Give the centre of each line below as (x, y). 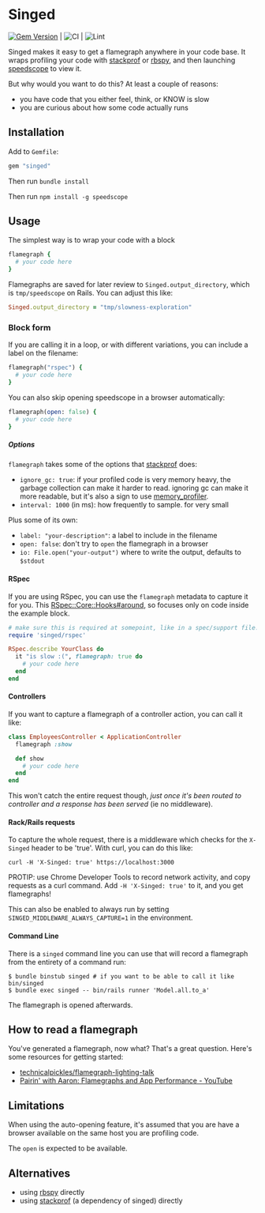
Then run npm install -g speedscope (68, 196)
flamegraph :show (44, 744)
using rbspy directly (52, 1192)
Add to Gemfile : (34, 151)
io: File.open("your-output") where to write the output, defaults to (131, 552)
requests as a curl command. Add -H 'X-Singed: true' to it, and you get (126, 886)
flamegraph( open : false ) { (52, 412)
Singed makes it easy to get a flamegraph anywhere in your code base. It (127, 51)
